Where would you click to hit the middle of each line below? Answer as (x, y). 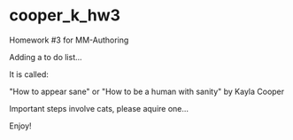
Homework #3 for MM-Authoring (69, 40)
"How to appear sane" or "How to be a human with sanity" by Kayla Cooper (147, 91)
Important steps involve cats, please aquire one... (99, 108)
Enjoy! (21, 126)
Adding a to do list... (46, 57)
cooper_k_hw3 (65, 16)
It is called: (29, 74)
